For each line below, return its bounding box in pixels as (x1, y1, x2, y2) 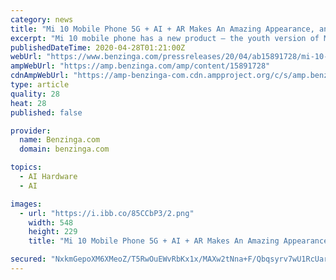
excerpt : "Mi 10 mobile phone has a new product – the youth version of (10, 33, 320, 43)
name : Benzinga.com (19, 135, 101, 145)
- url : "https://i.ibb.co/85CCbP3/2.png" (19, 208, 195, 218)
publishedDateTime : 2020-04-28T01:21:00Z (10, 42, 186, 53)
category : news (10, 14, 74, 25)
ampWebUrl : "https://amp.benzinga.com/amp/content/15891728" (10, 61, 271, 71)
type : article (10, 80, 70, 90)
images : (10, 199, 43, 209)
